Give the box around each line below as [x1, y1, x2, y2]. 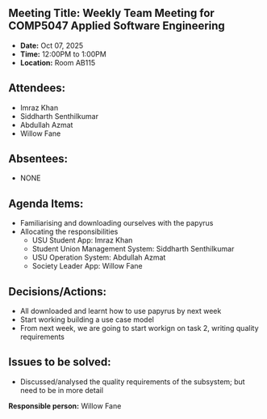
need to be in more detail [19, 385, 103, 395]
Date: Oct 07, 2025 [19, 40, 84, 50]
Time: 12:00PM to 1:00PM [19, 49, 106, 59]
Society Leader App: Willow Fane [31, 261, 143, 271]
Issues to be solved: [8, 355, 111, 369]
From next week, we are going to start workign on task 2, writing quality [19, 324, 259, 333]
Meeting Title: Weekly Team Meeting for [8, 6, 215, 20]
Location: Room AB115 [19, 57, 95, 67]
